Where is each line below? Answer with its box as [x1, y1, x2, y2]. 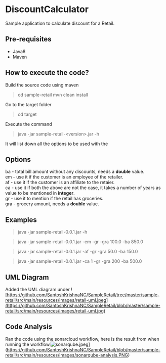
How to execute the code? [5, 68, 90, 77]
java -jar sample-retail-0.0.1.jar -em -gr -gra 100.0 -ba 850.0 [17, 239, 143, 245]
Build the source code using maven [5, 82, 79, 88]
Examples [5, 215, 37, 224]
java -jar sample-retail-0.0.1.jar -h [17, 229, 88, 235]
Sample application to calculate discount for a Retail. [5, 20, 115, 26]
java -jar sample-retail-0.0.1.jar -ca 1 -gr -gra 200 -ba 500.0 [17, 258, 142, 264]
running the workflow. [5, 341, 51, 347]
